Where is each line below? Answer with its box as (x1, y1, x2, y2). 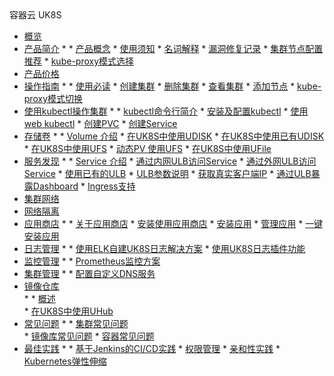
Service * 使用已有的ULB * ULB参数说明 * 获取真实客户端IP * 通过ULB (23, 168, 312, 179)
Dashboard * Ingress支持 (32, 180, 136, 192)
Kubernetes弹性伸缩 (23, 355, 107, 367)
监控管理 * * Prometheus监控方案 (23, 255, 161, 267)
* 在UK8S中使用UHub (23, 305, 114, 317)
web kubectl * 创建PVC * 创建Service (23, 118, 178, 129)
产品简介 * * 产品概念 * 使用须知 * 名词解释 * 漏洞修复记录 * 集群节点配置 (23, 43, 324, 54)
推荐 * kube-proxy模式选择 (23, 55, 135, 67)
